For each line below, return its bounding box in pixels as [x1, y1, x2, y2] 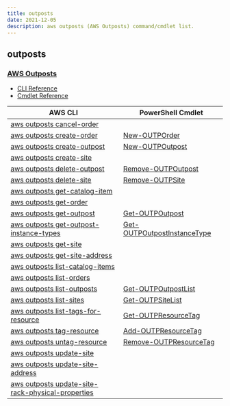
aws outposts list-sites [10, 296, 84, 305]
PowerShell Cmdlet [139, 108, 203, 117]
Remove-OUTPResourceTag [123, 337, 215, 347]
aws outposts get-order [10, 198, 88, 207]
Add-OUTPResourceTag [123, 326, 202, 336]
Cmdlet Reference [16, 92, 68, 100]
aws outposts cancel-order [10, 119, 99, 129]
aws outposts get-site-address [10, 251, 113, 261]
